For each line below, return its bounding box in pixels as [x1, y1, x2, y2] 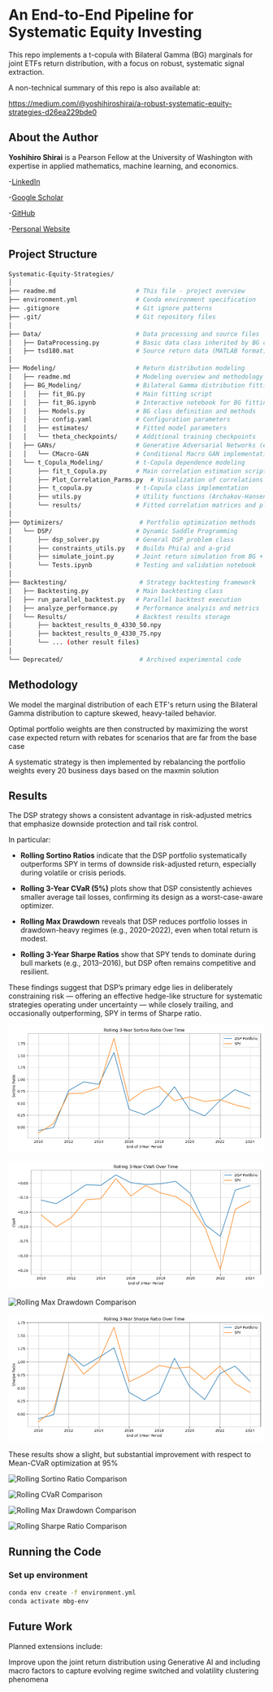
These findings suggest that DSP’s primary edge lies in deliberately [8, 983, 233, 993]
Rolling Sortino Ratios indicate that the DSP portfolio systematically [19, 850, 247, 860]
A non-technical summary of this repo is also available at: [8, 83, 201, 93]
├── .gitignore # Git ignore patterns [8, 305, 213, 313]
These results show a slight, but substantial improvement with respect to [8, 1450, 252, 1460]
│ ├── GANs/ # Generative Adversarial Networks [8, 441, 256, 450]
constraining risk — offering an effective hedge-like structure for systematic [8, 991, 263, 1001]
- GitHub [8, 208, 36, 218]
